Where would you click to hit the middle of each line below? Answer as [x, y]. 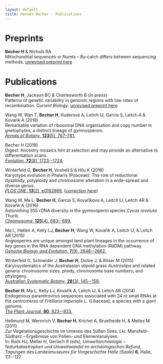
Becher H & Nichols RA [28, 52]
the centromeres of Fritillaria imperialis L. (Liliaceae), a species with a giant [81, 301]
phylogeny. [16, 276]
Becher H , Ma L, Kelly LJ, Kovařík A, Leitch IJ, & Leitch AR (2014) [70, 291]
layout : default [21, 10]
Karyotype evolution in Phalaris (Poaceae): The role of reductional [71, 175]
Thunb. [12, 216]
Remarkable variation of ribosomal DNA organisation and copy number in [79, 125]
